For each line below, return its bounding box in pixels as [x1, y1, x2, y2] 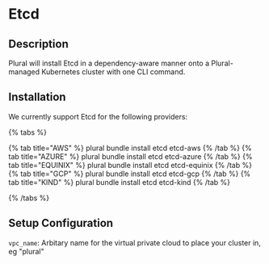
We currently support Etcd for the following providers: [8, 111, 188, 121]
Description [8, 37, 69, 51]
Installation [8, 90, 66, 104]
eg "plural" [8, 246, 44, 256]
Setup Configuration [8, 216, 114, 230]
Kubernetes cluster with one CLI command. [41, 67, 186, 77]
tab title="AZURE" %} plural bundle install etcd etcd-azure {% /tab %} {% [8, 151, 253, 161]
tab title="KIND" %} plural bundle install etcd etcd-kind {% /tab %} [8, 177, 231, 186]
